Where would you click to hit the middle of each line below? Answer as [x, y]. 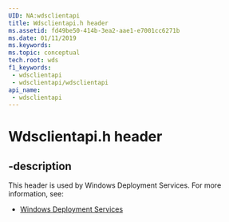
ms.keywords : [30, 46]
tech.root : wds [34, 61]
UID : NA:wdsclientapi [44, 16]
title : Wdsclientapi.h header [59, 23]
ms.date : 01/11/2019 [43, 38]
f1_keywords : [30, 68]
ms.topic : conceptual [44, 53]
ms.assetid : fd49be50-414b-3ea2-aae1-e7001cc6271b [94, 30]
